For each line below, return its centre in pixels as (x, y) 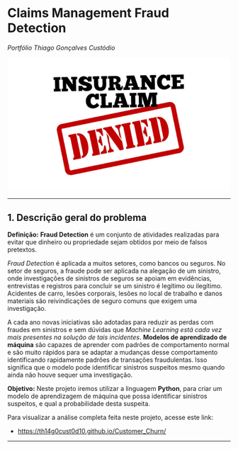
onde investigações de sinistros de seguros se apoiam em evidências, (109, 278)
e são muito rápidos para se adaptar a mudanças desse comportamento (113, 353)
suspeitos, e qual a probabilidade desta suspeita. (79, 404)
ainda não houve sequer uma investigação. (70, 375)
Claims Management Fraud (89, 13)
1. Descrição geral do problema (77, 217)
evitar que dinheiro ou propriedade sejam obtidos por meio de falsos (107, 242)
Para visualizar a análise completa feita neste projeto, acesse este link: (110, 417)
